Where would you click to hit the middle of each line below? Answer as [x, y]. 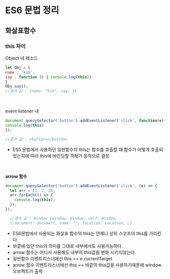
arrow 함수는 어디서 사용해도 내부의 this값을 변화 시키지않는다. [74, 252]
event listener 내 [22, 111]
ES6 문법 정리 [32, 10]
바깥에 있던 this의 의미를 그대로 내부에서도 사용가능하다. [68, 246]
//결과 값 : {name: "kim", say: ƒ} [41, 91]
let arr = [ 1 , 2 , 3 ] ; [33, 190]
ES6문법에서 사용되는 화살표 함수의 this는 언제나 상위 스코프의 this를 [80, 233]
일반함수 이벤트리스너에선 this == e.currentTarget [62, 258]
